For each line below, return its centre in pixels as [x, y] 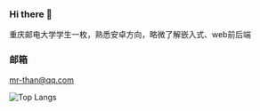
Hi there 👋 [31, 14]
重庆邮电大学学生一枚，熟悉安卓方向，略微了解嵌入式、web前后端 [130, 35]
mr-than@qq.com [41, 80]
